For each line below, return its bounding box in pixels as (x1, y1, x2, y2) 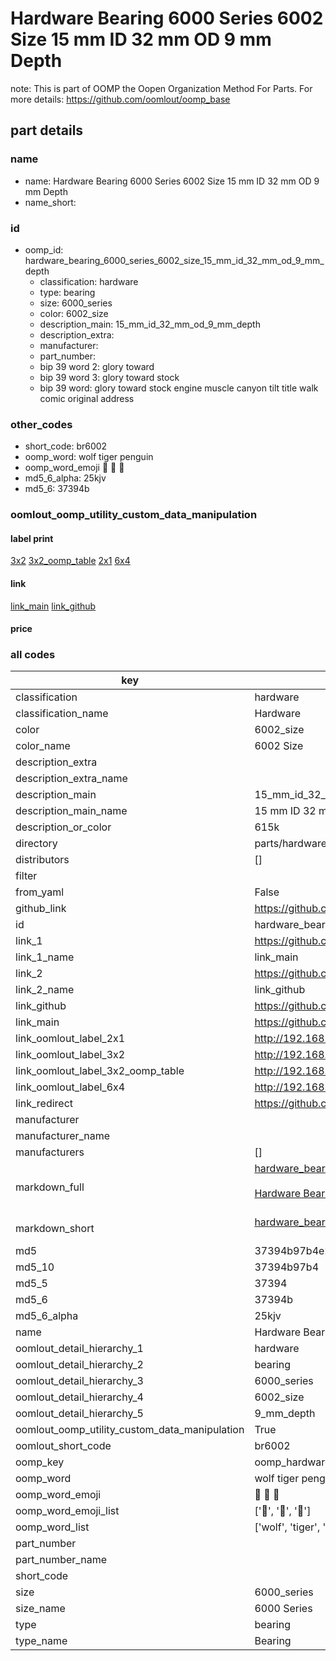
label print (10, 532, 54, 544)
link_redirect (15, 1097, 74, 1111)
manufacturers (15, 1145, 85, 1159)
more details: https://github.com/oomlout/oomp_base (10, 93, 231, 105)
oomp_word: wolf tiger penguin (24, 451, 154, 463)
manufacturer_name (15, 1129, 111, 1143)
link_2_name (15, 983, 75, 997)
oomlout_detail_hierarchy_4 (15, 1390, 144, 1404)
